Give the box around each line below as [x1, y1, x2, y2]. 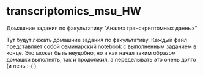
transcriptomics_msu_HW [6, 4, 142, 18]
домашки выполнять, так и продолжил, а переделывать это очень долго [6, 55, 197, 63]
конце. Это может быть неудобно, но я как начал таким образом [6, 49, 176, 56]
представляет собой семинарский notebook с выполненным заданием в [6, 43, 197, 50]
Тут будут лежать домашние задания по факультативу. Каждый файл [6, 36, 188, 43]
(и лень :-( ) [6, 62, 37, 70]
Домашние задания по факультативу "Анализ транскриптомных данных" [6, 24, 197, 32]
